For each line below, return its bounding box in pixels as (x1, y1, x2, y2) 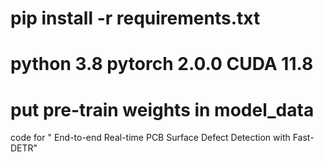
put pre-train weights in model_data (10, 98, 315, 121)
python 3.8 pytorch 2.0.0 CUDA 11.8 (10, 53, 314, 76)
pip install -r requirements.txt (10, 7, 261, 30)
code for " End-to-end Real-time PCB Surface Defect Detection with (10, 132, 291, 144)
